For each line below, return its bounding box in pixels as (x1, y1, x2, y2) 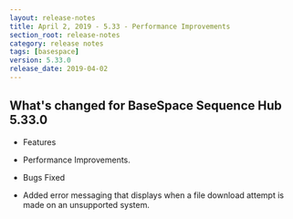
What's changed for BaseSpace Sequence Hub (9, 98, 283, 114)
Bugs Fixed (22, 172, 66, 182)
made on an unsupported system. (22, 199, 151, 210)
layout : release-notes (9, 13, 96, 23)
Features (22, 136, 57, 147)
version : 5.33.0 (9, 56, 71, 65)
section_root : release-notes (9, 30, 120, 39)
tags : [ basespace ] (9, 47, 79, 57)
